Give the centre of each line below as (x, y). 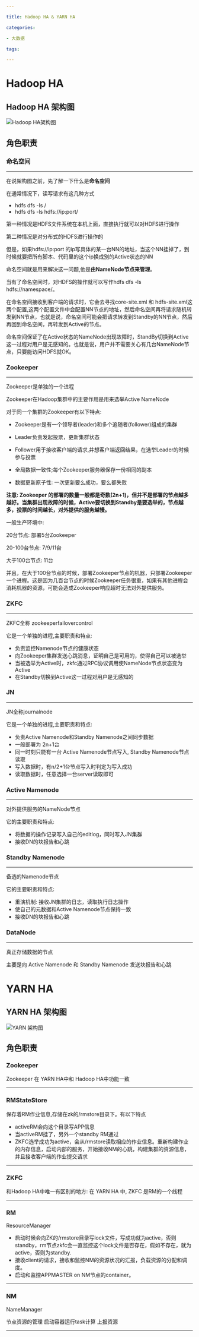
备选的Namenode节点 (33, 877)
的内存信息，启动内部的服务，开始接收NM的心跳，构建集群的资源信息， (102, 1149)
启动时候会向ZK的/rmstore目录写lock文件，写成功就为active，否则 (95, 1238)
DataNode (21, 933)
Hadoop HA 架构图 (41, 107)
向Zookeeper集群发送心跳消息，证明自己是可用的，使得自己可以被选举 (101, 655)
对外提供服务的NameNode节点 (44, 809)
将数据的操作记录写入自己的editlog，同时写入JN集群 (78, 835)
